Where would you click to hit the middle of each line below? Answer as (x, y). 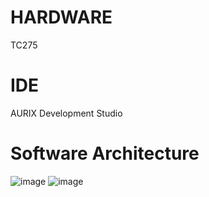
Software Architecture (105, 153)
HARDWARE (61, 17)
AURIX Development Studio (66, 113)
